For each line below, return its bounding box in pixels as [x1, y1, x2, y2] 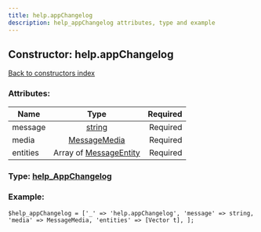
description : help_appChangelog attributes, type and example [8, 19, 216, 27]
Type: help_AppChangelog [8, 170, 112, 181]
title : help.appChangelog [8, 11, 92, 20]
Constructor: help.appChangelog [8, 48, 174, 61]
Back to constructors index [8, 68, 96, 78]
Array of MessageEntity [53, 147, 141, 158]
